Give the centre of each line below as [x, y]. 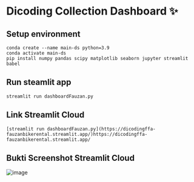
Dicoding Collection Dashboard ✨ [92, 11]
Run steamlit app [39, 82]
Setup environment [43, 34]
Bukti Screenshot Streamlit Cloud [71, 158]
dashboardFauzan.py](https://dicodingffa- [101, 129]
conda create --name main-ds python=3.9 [58, 48]
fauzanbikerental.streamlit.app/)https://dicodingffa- [77, 134]
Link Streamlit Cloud [45, 115]
